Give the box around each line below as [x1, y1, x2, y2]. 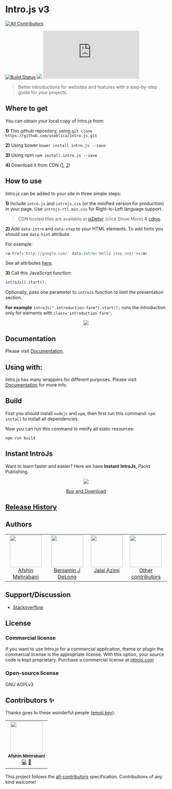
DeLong [57, 573, 77, 580]
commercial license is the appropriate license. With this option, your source [5, 651, 164, 657]
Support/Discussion [5, 590, 71, 600]
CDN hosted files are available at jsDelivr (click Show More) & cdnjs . [17, 216, 162, 222]
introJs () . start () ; [5, 280, 47, 285]
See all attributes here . [5, 260, 53, 266]
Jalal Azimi [94, 567, 120, 574]
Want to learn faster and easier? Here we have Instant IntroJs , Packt [5, 463, 150, 469]
